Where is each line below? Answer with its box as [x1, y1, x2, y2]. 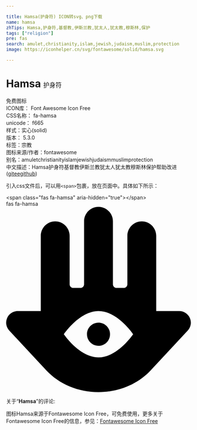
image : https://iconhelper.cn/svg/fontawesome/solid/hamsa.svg [6, 46, 164, 53]
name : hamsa [6, 19, 35, 25]
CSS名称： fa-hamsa [6, 112, 57, 119]
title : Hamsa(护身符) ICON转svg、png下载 [6, 14, 103, 19]
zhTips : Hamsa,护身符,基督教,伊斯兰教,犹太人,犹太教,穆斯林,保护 [6, 25, 151, 31]
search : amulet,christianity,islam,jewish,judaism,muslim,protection [6, 41, 180, 47]
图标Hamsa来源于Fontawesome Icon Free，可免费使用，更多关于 [6, 410, 163, 417]
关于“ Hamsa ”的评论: [6, 398, 56, 405]
